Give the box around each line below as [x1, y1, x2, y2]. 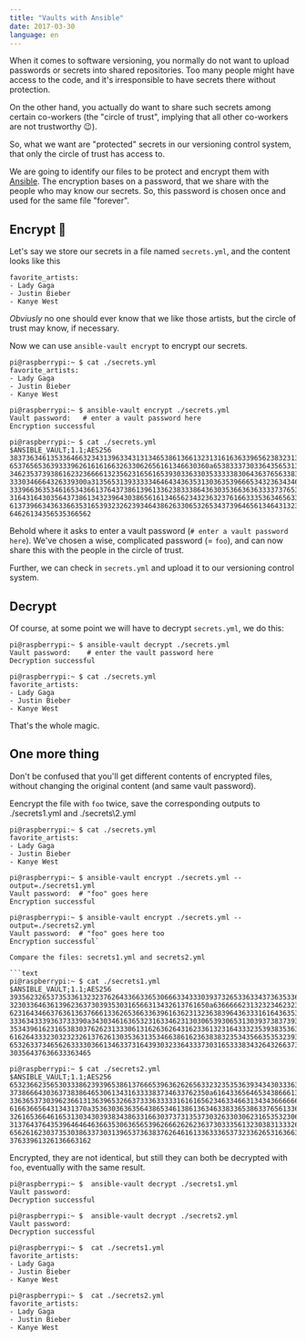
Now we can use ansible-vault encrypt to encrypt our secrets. [9, 341, 248, 352]
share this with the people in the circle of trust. [9, 545, 185, 556]
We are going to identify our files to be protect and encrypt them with [9, 166, 270, 178]
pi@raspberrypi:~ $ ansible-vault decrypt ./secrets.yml [9, 640, 230, 650]
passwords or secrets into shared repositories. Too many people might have [9, 65, 295, 76]
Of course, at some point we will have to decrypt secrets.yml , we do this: [9, 623, 285, 633]
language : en [9, 30, 59, 39]
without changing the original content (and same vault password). [9, 780, 257, 791]
